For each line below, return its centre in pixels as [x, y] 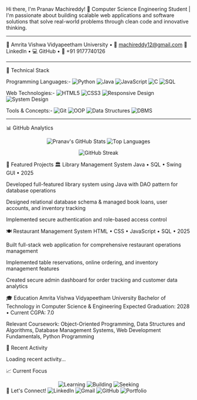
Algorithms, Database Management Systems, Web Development [84, 330]
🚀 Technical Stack [28, 70]
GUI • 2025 [20, 173]
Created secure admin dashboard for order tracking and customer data [92, 280]
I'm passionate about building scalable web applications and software [90, 15]
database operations [31, 190]
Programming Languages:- [39, 82]
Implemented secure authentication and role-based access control [86, 219]
